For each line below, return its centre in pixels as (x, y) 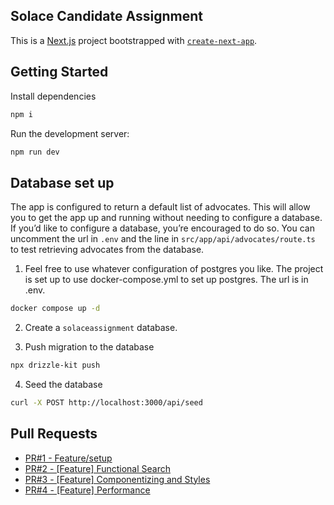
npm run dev (35, 152)
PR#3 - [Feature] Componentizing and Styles (117, 479)
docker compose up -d (55, 309)
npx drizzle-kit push (55, 365)
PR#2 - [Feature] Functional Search (98, 468)
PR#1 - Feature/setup (68, 458)
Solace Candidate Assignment (106, 16)
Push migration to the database (89, 347)
